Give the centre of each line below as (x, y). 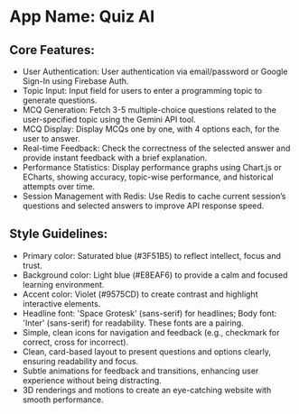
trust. (32, 265)
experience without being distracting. (92, 380)
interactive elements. (61, 303)
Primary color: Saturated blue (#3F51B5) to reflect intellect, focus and (152, 255)
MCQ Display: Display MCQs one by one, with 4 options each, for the (151, 129)
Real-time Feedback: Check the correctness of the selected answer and (156, 148)
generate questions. (60, 100)
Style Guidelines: (59, 234)
